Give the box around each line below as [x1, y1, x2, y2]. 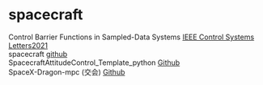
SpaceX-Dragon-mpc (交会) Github [8, 67, 125, 77]
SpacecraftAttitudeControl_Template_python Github [8, 58, 180, 67]
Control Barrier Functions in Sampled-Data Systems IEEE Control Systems [8, 32, 255, 42]
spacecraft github [8, 49, 68, 59]
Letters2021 [8, 40, 49, 50]
